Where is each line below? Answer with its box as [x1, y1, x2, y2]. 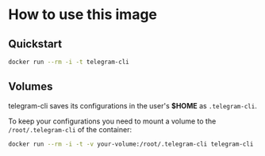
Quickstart [8, 37, 63, 51]
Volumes [8, 80, 53, 93]
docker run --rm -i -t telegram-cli [8, 58, 129, 66]
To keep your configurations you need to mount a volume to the [8, 116, 217, 126]
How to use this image [8, 6, 157, 24]
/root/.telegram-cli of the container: [8, 124, 132, 134]
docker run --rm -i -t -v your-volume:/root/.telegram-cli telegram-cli [8, 140, 254, 148]
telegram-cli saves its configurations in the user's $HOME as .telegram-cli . [8, 101, 258, 110]
